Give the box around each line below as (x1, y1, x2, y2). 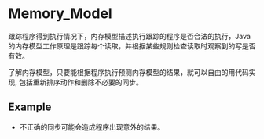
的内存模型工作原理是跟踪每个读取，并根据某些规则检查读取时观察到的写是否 (8, 41, 256, 51)
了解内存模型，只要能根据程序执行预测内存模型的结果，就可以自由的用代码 (8, 67, 249, 77)
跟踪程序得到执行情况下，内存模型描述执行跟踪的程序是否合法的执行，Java (8, 31, 251, 41)
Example (8, 101, 52, 114)
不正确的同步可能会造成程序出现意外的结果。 (19, 122, 165, 131)
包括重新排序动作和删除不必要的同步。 (18, 77, 143, 87)
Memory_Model (8, 5, 112, 23)
